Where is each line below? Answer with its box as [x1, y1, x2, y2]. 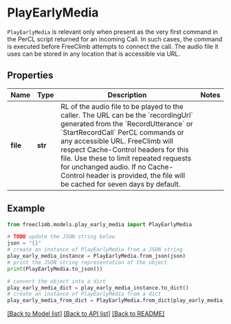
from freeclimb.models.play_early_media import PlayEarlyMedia [7, 221, 192, 228]
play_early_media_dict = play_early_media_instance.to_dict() [7, 284, 189, 291]
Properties [7, 70, 54, 81]
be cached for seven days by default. [60, 179, 181, 189]
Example [7, 203, 45, 214]
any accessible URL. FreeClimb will [60, 136, 174, 145]
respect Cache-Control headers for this [60, 145, 189, 154]
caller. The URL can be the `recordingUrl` [60, 110, 194, 120]
